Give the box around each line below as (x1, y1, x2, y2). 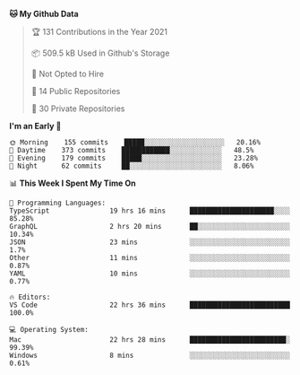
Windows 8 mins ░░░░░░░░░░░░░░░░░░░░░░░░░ (9, 351, 291, 360)
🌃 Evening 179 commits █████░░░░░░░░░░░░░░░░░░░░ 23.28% (9, 153, 258, 162)
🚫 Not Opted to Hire (30, 68, 105, 79)
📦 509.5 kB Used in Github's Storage (30, 48, 170, 58)
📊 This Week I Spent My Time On (9, 178, 136, 188)
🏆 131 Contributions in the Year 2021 (30, 27, 168, 37)
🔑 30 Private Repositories (30, 103, 125, 114)
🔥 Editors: (9, 292, 51, 301)
